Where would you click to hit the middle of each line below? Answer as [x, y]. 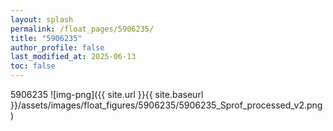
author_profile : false [57, 47]
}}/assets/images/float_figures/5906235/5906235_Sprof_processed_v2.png [166, 105]
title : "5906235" [46, 38]
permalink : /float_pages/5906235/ [82, 29]
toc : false [33, 66]
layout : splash [42, 19]
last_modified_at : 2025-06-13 [73, 57]
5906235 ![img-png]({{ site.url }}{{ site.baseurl [107, 94]
